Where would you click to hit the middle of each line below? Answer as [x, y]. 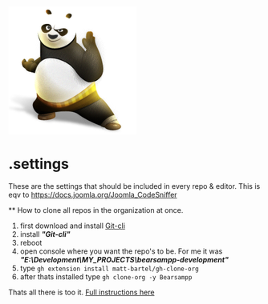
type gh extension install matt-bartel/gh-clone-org [109, 268]
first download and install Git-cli [73, 226]
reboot [31, 242]
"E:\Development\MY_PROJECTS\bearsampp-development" [124, 259]
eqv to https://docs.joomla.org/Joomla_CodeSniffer [93, 194]
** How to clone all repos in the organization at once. [96, 210]
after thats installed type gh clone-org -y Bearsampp [106, 276]
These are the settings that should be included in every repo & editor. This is [134, 186]
